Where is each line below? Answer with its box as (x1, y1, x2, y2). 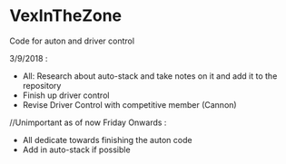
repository (22, 80, 62, 91)
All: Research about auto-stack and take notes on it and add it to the (22, 70, 278, 82)
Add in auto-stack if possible (22, 144, 131, 155)
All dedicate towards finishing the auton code (22, 134, 192, 145)
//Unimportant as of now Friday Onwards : (9, 117, 167, 128)
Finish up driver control (22, 90, 110, 101)
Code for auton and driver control (9, 35, 134, 46)
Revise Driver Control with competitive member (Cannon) (22, 99, 238, 110)
